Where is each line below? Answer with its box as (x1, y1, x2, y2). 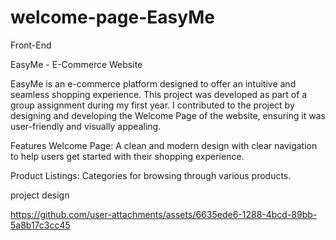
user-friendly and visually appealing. (10, 120, 162, 132)
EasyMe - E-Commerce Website (10, 58, 143, 70)
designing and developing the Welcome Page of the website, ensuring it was (10, 109, 326, 121)
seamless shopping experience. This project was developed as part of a (10, 88, 308, 100)
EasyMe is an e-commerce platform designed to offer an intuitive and (10, 77, 297, 90)
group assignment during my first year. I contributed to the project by (10, 99, 295, 111)
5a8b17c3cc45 (10, 219, 71, 231)
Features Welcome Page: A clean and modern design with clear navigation (10, 139, 318, 151)
